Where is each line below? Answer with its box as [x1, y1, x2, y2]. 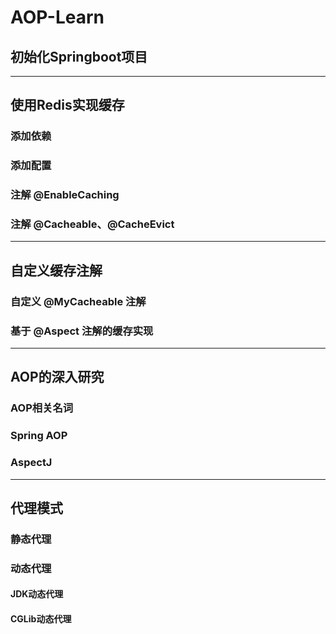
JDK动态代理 [10, 588, 64, 600]
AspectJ [10, 456, 53, 470]
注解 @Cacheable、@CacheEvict [10, 217, 175, 231]
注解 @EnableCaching [10, 188, 120, 202]
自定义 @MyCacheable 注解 [10, 294, 147, 308]
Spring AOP [10, 429, 68, 443]
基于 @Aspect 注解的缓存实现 [10, 324, 154, 338]
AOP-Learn [10, 6, 105, 29]
